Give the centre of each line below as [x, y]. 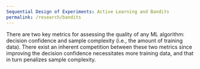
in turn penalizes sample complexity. [51, 59]
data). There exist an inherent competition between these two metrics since [99, 47]
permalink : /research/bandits [44, 17]
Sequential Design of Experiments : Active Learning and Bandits [88, 12]
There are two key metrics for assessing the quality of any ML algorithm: [96, 34]
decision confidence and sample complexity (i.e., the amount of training [95, 40]
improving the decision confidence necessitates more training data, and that [100, 53]
